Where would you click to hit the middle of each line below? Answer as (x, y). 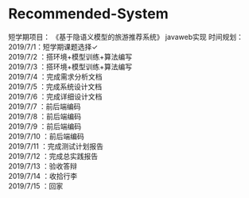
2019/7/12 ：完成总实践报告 (53, 156)
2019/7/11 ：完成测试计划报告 (56, 146)
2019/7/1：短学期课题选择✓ (53, 47)
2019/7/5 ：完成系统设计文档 (55, 86)
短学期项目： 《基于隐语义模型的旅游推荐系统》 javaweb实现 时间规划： (126, 37)
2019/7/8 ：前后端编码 (45, 116)
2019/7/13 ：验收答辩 (43, 166)
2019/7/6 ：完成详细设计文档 (55, 96)
